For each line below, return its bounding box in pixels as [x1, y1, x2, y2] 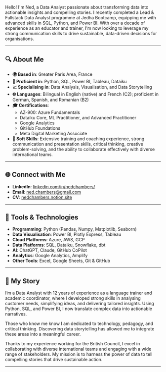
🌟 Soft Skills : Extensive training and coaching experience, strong [12, 136, 145, 142]
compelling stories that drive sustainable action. [5, 357, 103, 363]
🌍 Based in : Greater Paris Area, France [12, 71, 93, 77]
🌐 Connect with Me [5, 170, 66, 179]
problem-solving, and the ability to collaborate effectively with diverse [12, 146, 155, 152]
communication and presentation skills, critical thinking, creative [12, 141, 143, 147]
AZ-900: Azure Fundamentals [19, 109, 80, 115]
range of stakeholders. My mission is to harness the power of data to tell [5, 351, 153, 357]
